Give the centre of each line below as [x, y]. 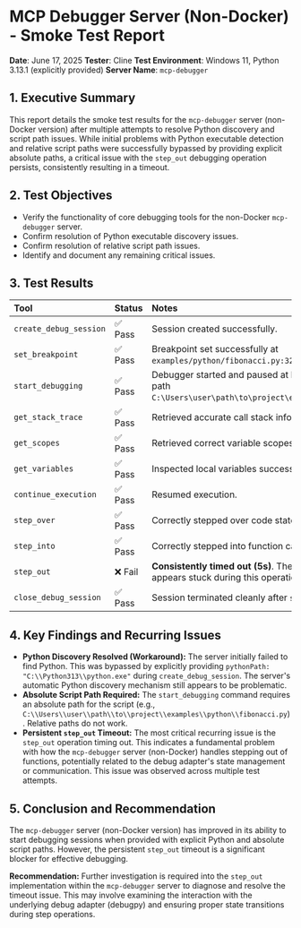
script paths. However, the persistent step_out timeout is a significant [138, 849]
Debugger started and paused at [220, 375]
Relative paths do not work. [77, 724]
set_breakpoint [46, 355]
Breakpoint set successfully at [215, 349]
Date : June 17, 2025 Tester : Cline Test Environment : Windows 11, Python [144, 60]
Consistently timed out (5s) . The [222, 566]
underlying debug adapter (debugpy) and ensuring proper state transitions [147, 905]
